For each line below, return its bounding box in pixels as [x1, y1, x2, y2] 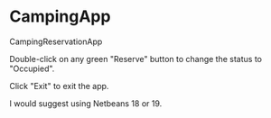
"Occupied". [9, 63, 55, 74]
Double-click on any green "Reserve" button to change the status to [9, 53, 263, 64]
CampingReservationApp [9, 36, 103, 47]
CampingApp [9, 6, 111, 27]
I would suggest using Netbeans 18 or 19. [9, 97, 163, 109]
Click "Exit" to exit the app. [9, 80, 109, 91]
